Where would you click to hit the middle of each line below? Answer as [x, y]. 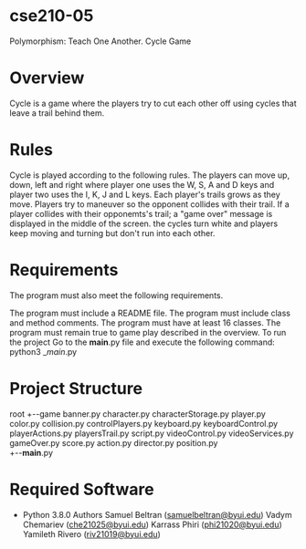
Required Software [82, 489]
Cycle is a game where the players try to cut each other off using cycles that [153, 103]
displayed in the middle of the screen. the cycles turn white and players [144, 223]
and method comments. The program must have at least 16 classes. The [145, 322]
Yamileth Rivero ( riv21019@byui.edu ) [92, 533]
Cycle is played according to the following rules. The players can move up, [150, 175]
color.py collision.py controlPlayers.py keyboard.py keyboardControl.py [144, 423]
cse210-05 [52, 16]
